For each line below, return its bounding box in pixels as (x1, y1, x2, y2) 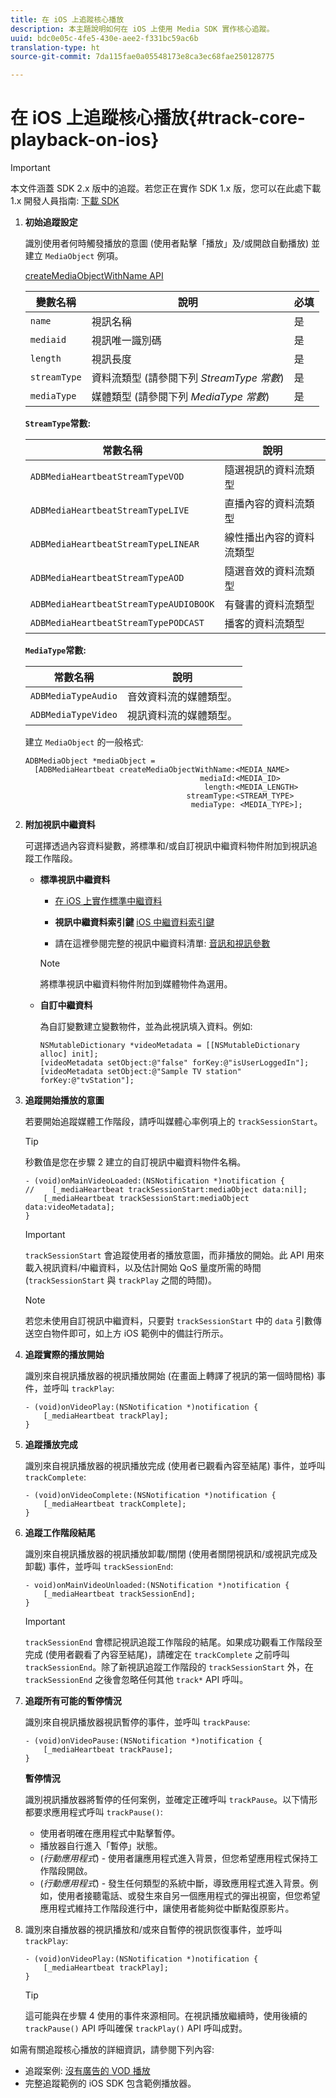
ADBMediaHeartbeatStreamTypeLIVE (29, 505, 190, 516)
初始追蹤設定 (24, 216, 78, 228)
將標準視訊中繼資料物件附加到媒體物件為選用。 (39, 978, 233, 990)
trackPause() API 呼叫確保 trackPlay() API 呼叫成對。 (24, 2022, 248, 2035)
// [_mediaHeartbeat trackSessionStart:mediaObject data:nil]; (24, 1185, 308, 1195)
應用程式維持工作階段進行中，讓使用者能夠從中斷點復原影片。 (39, 1902, 295, 1915)
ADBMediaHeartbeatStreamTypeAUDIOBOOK (29, 599, 215, 610)
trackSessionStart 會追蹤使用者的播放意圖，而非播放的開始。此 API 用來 (24, 1249, 325, 1261)
